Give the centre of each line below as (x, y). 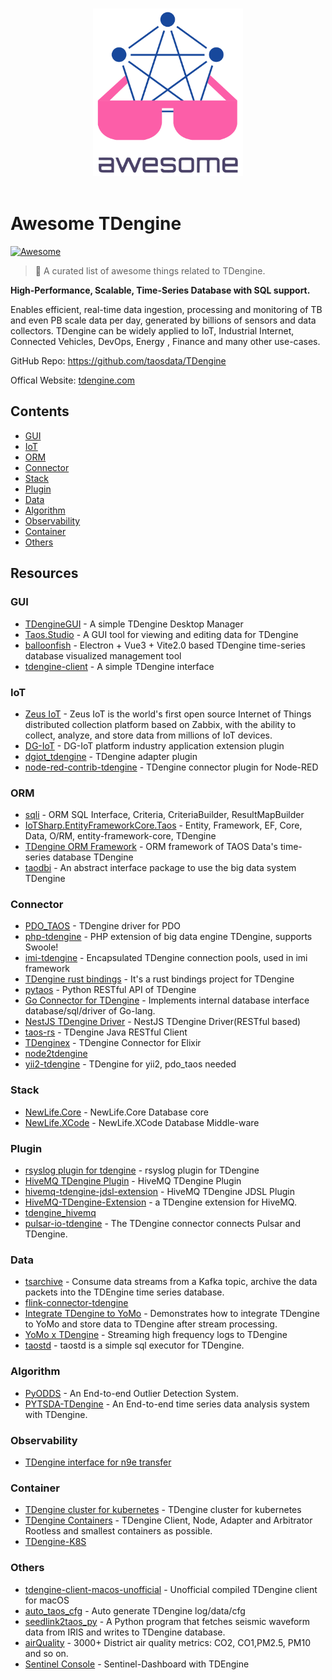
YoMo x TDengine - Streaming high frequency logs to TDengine (156, 1335)
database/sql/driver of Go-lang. (90, 1011)
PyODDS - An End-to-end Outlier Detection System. (131, 1393)
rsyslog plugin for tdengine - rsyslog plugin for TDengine (142, 1170)
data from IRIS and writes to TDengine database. (125, 1632)
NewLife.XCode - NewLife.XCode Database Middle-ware (142, 1122)
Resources (44, 573)
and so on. (46, 1653)
